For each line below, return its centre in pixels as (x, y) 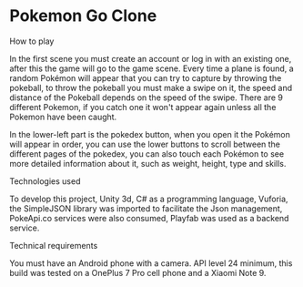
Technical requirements (54, 245)
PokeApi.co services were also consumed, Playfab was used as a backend (149, 218)
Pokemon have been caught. (63, 117)
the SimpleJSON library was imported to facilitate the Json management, (146, 208)
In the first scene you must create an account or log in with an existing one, (151, 58)
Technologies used (45, 181)
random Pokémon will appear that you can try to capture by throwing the (146, 77)
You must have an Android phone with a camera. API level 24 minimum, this (151, 263)
